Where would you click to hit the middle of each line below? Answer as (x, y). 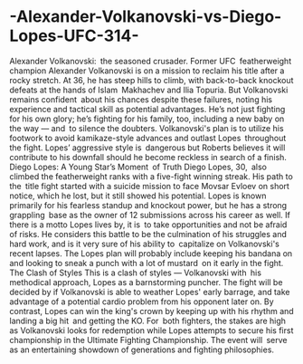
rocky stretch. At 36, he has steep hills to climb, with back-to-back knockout (151, 80)
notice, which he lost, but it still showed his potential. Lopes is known (138, 196)
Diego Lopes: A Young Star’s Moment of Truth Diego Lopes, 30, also (138, 167)
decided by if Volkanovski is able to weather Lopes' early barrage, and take (150, 292)
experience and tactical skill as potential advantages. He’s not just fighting (147, 109)
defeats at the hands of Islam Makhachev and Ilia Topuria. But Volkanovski (149, 90)
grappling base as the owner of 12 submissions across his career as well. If (150, 215)
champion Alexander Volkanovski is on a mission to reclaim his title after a (147, 71)
